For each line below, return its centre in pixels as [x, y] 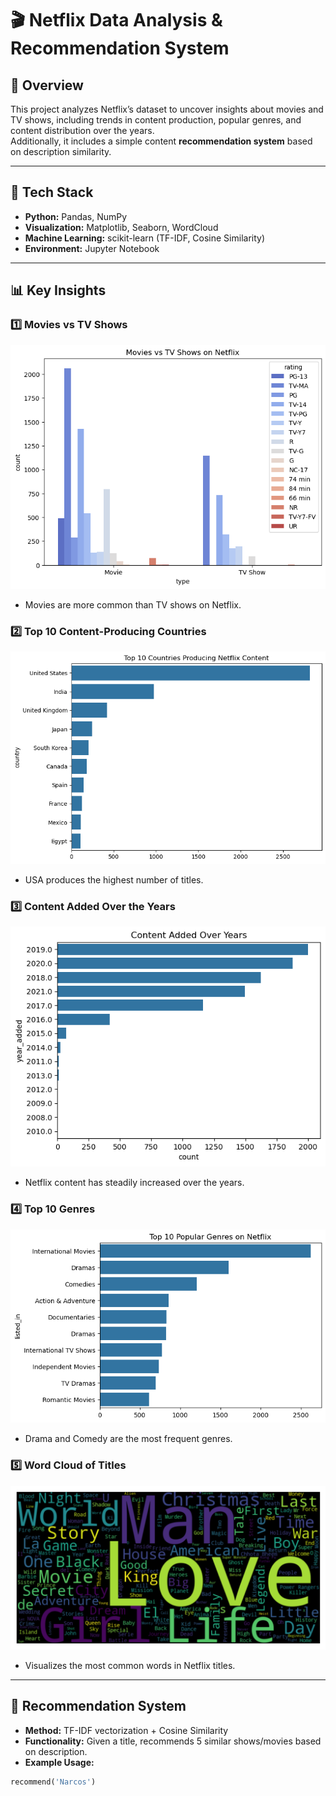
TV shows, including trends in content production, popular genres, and [156, 120]
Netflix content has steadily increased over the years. [134, 1183]
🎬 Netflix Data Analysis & [116, 20]
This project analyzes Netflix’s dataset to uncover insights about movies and [167, 109]
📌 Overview [47, 85]
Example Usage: [59, 1762]
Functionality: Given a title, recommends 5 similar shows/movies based [173, 1741]
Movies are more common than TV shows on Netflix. [133, 604]
